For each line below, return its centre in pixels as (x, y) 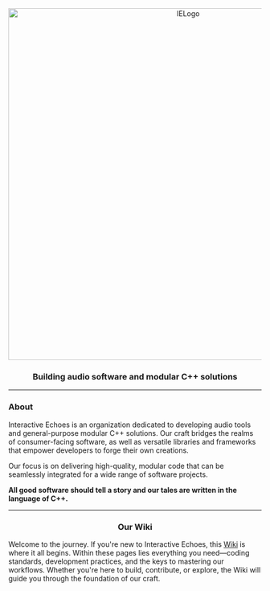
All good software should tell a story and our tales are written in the (123, 490)
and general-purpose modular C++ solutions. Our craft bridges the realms (131, 433)
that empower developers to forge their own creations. (98, 450)
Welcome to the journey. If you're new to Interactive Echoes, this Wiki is (127, 544)
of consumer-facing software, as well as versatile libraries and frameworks (132, 441)
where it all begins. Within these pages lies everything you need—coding (129, 552)
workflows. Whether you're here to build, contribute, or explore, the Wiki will (135, 569)
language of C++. (38, 499)
